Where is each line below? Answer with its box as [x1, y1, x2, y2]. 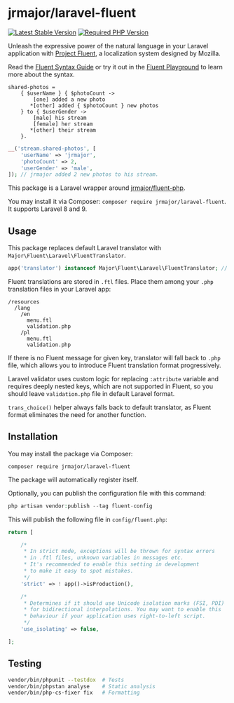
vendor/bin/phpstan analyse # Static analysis [8, 683, 156, 690]
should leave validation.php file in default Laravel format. [8, 390, 175, 397]
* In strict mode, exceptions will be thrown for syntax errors [23, 548, 216, 555]
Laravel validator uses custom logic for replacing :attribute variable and [8, 375, 219, 383]
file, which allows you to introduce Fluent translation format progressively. [8, 361, 221, 369]
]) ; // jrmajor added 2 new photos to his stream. [8, 171, 159, 178]
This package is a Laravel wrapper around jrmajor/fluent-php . [8, 184, 186, 192]
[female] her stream [33, 121, 93, 128]
